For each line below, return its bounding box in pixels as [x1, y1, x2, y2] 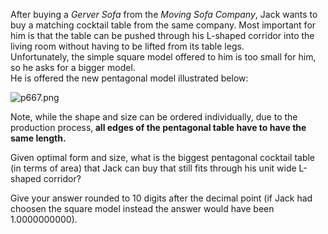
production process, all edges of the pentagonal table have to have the [10, 122, 307, 133]
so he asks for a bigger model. [10, 62, 136, 73]
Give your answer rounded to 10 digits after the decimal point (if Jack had [10, 192, 313, 204]
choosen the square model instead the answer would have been [10, 203, 275, 214]
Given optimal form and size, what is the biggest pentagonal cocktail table [10, 152, 316, 163]
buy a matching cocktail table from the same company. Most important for [10, 19, 317, 31]
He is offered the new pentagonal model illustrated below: [10, 72, 249, 84]
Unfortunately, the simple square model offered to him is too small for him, [10, 51, 317, 63]
